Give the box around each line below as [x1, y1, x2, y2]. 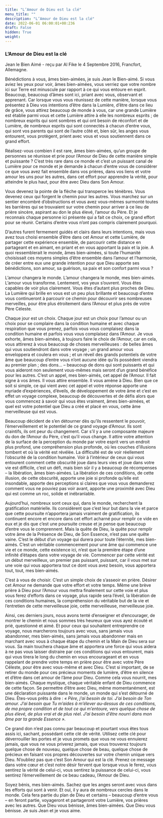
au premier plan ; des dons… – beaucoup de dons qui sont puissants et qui [5, 362, 155, 368]
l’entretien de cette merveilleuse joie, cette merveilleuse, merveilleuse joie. [5, 603, 154, 609]
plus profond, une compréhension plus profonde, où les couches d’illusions [5, 444, 156, 450]
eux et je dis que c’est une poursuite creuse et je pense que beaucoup [5, 521, 146, 527]
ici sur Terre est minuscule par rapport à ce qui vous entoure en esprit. [5, 86, 147, 93]
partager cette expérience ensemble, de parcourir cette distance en [5, 240, 141, 245]
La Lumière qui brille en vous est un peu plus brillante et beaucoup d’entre [5, 290, 154, 296]
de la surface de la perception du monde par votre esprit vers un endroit [5, 439, 150, 445]
